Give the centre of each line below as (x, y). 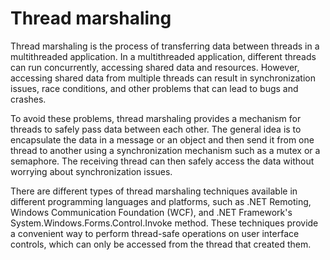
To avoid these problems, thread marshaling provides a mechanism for (156, 118)
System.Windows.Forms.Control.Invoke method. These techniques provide (164, 223)
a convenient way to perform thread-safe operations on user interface (155, 233)
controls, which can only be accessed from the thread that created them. (161, 244)
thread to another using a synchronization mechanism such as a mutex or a (165, 150)
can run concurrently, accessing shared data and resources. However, (155, 67)
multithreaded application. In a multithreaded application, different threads (163, 56)
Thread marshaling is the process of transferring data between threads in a (165, 46)
